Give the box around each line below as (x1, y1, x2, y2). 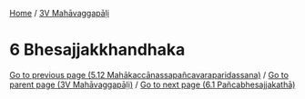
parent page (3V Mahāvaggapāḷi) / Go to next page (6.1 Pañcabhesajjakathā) (9, 79, 296, 90)
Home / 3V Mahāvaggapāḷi (9, 8, 109, 18)
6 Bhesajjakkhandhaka (9, 40, 186, 60)
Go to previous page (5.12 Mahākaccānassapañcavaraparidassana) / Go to (9, 69, 290, 80)
